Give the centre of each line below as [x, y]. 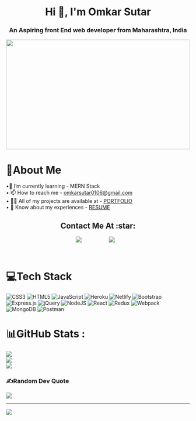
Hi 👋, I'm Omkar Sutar [98, 12]
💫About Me [34, 170]
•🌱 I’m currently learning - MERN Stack [53, 186]
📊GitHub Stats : [46, 334]
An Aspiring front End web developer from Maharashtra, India [98, 30]
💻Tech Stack [39, 277]
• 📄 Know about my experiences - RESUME [58, 208]
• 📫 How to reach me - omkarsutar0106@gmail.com [69, 193]
